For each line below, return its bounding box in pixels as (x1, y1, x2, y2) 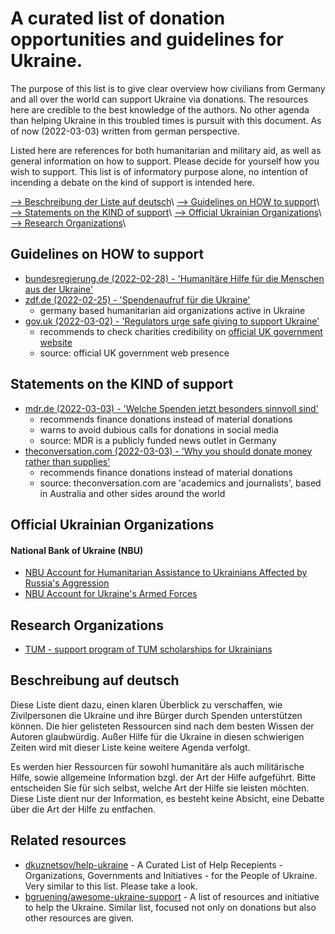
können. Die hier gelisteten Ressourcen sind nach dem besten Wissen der (10, 720, 315, 732)
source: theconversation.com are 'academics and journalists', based (39, 477, 322, 489)
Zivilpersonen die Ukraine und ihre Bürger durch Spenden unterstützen (10, 709, 303, 721)
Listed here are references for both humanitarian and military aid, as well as (10, 144, 322, 156)
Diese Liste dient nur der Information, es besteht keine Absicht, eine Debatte (10, 792, 325, 804)
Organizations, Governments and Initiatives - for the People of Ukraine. (24, 869, 318, 881)
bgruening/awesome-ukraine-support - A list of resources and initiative (24, 890, 320, 902)
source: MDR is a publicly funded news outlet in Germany (39, 434, 277, 446)
